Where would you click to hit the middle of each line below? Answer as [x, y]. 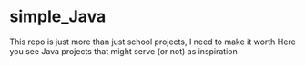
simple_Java [58, 17]
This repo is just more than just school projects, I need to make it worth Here [152, 42]
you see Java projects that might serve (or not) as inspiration [124, 51]
